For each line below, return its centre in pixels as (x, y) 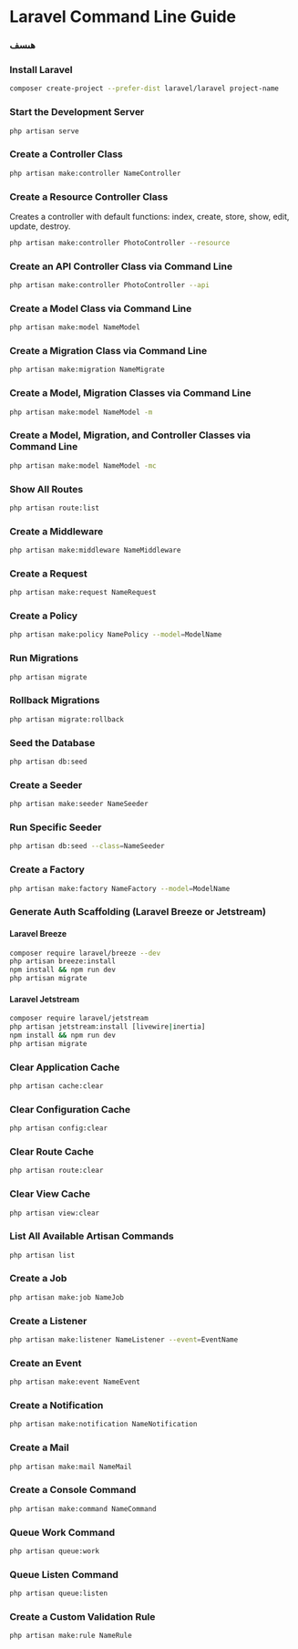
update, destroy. (40, 226)
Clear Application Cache (65, 1067)
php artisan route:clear (57, 1171)
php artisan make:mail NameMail (71, 1467)
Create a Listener (48, 1321)
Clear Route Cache (51, 1151)
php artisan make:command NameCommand (83, 1509)
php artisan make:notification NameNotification (103, 1425)
